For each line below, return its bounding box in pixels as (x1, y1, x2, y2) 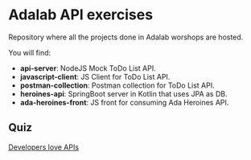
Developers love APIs (8, 142, 79, 152)
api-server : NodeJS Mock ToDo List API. (19, 63, 156, 73)
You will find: (8, 47, 51, 57)
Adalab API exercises (8, 6, 154, 24)
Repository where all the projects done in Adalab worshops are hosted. (8, 32, 244, 42)
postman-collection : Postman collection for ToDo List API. (19, 80, 215, 90)
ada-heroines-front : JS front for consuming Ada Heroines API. (19, 97, 229, 107)
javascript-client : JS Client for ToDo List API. (19, 72, 171, 81)
